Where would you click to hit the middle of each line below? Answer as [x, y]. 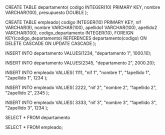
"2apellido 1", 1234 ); [26, 78]
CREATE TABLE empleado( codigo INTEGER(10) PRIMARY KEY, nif [73, 22]
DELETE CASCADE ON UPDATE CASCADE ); [51, 43]
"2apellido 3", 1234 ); [27, 108]
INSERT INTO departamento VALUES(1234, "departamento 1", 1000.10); [78, 53]
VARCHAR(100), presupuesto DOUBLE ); [47, 12]
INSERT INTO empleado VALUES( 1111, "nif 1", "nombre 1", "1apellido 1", [78, 72]
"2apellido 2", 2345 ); [27, 93]
